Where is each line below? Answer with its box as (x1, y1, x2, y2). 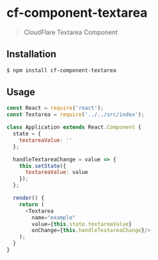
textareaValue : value (24, 169, 89, 176)
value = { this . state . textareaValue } (31, 220, 132, 228)
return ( (19, 201, 45, 208)
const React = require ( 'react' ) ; (6, 105, 104, 112)
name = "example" (31, 214, 76, 221)
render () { (13, 194, 45, 202)
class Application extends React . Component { (6, 124, 141, 131)
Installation (6, 48, 57, 60)
